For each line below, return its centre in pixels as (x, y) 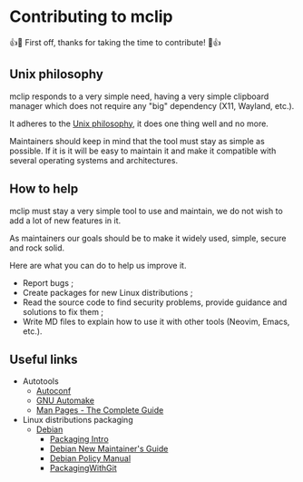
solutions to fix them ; (63, 311)
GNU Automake (65, 400)
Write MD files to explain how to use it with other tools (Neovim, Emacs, (156, 321)
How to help (44, 189)
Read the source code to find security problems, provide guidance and (155, 302)
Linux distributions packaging (78, 420)
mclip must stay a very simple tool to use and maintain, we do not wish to (146, 211)
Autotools (40, 381)
